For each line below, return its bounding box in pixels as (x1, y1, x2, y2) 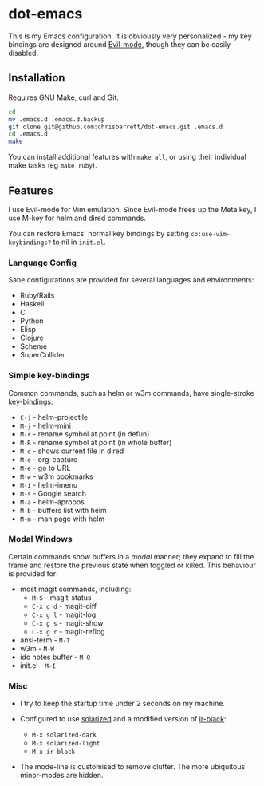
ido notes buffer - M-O (19, 652, 91, 662)
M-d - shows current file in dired (19, 446, 124, 456)
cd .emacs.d (8, 130, 48, 138)
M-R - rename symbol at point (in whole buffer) (19, 437, 172, 447)
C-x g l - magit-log (31, 610, 97, 619)
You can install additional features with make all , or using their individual (8, 152, 247, 162)
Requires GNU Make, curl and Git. (8, 93, 120, 102)
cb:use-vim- (190, 230, 231, 238)
